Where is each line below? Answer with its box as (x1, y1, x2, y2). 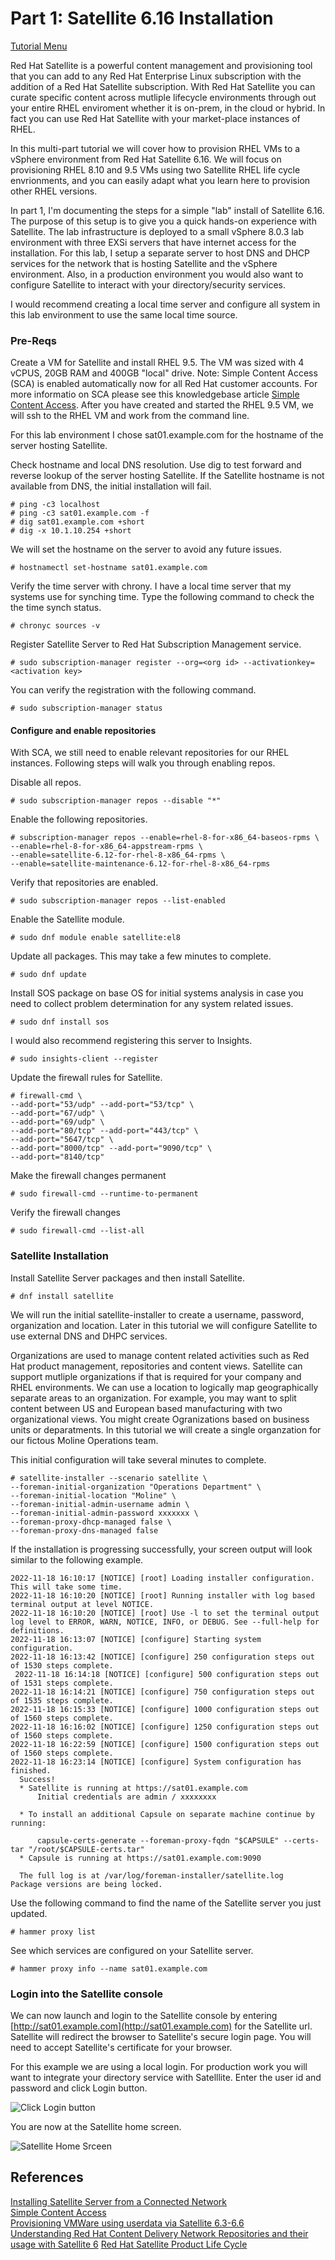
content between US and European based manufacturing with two (10, 1402, 283, 1414)
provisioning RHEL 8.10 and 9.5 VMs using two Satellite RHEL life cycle (10, 163, 301, 176)
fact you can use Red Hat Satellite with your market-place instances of (10, 112, 301, 124)
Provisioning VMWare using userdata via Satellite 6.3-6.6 (10, 2217, 245, 2229)
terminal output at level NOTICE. (10, 1599, 155, 1609)
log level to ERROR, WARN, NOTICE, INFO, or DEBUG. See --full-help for (10, 1617, 320, 1627)
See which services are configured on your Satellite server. (10, 1944, 254, 1956)
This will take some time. (10, 1582, 123, 1592)
